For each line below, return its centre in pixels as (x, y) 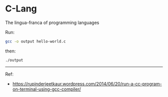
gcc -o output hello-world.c (35, 41)
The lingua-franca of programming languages (52, 22)
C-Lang (21, 9)
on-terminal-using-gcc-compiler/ (47, 89)
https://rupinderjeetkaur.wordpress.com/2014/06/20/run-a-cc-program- (87, 83)
